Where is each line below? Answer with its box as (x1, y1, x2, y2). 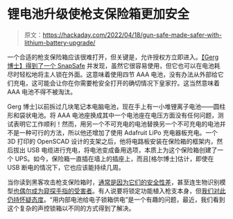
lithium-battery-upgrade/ (24, 38, 96, 47)
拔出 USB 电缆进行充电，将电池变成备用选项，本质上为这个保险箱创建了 (12, 145, 218, 154)
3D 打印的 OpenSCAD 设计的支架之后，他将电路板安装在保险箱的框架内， (7, 137, 217, 145)
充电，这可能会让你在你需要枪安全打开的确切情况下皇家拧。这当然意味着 (12, 79, 220, 87)
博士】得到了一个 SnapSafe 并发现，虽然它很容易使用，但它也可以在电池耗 (7, 61, 221, 70)
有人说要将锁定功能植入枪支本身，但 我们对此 (98, 186, 226, 195)
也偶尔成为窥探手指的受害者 (13, 186, 92, 195)
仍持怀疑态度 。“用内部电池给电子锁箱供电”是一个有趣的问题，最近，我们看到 (7, 195, 225, 204)
